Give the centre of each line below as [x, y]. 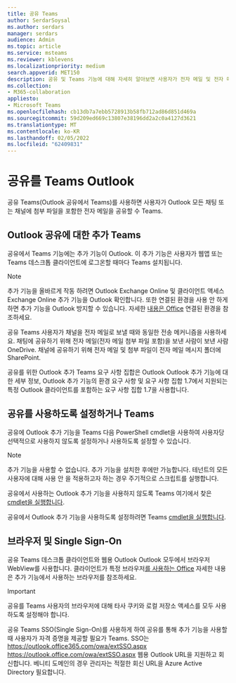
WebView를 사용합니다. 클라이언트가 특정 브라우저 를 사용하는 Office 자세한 [110, 568]
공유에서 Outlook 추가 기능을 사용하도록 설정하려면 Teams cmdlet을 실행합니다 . [117, 516]
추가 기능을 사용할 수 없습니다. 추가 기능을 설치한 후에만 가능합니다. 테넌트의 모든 [118, 469]
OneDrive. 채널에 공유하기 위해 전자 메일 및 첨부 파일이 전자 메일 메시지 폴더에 [114, 349]
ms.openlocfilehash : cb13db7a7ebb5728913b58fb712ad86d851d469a [102, 112]
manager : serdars [33, 33]
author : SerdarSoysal [39, 20]
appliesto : [23, 99]
